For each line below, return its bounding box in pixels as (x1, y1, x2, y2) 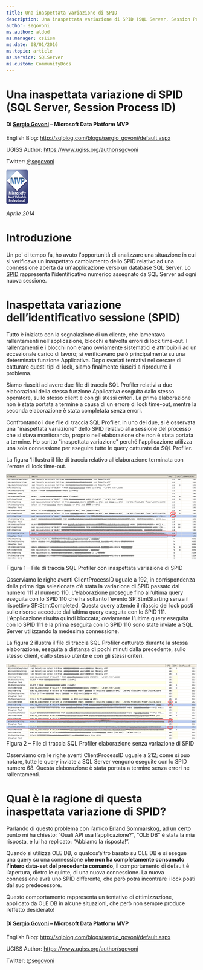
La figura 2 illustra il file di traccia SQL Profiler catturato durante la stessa (6, 639, 188, 647)
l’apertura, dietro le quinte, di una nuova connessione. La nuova (6, 868, 164, 876)
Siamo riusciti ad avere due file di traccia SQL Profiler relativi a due (6, 381, 173, 388)
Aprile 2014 (6, 210, 35, 217)
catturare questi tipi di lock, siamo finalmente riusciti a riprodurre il (6, 363, 172, 370)
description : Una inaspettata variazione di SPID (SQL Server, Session (6, 16, 190, 22)
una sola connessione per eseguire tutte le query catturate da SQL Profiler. (6, 444, 193, 451)
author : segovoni (6, 22, 50, 28)
